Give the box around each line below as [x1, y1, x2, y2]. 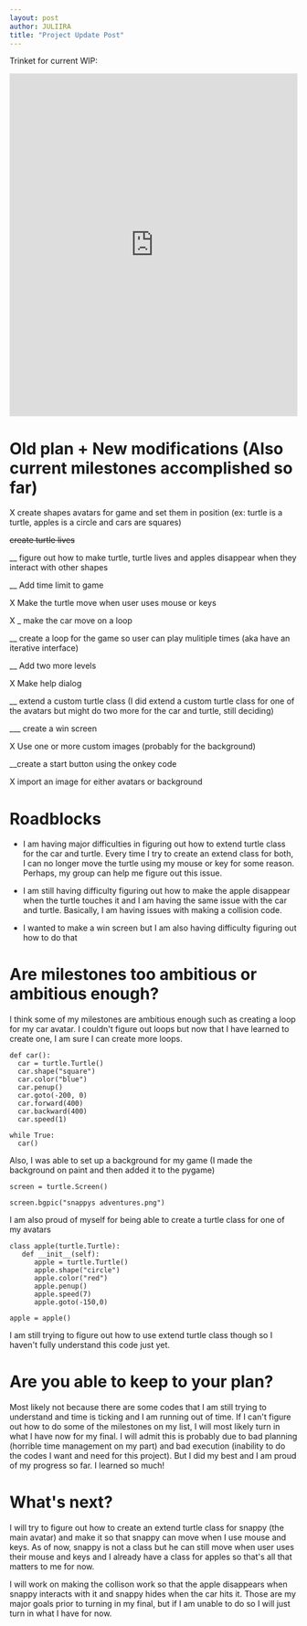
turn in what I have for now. [9, 1608, 112, 1619]
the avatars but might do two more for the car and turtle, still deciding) [9, 706, 274, 717]
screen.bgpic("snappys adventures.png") [9, 1198, 166, 1207]
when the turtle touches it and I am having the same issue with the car [22, 895, 288, 906]
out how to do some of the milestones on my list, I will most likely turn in [9, 1421, 281, 1432]
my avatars [9, 1224, 52, 1235]
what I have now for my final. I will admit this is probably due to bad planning [9, 1431, 298, 1442]
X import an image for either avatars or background [9, 776, 203, 787]
